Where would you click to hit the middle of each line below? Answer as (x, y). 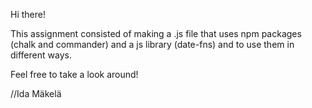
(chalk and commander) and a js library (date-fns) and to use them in (152, 44)
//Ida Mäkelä (36, 93)
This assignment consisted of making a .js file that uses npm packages (156, 33)
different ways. (41, 55)
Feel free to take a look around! (74, 74)
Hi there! (28, 14)
